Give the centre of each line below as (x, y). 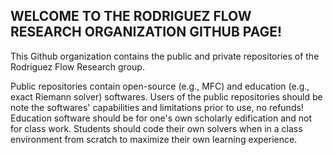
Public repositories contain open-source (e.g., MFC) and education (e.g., (160, 86)
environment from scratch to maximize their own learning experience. (154, 139)
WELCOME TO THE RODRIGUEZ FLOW (131, 16)
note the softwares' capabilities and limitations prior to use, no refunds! (157, 107)
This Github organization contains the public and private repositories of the (165, 56)
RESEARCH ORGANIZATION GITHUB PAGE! (146, 32)
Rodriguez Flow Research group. (77, 66)
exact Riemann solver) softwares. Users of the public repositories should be (166, 96)
